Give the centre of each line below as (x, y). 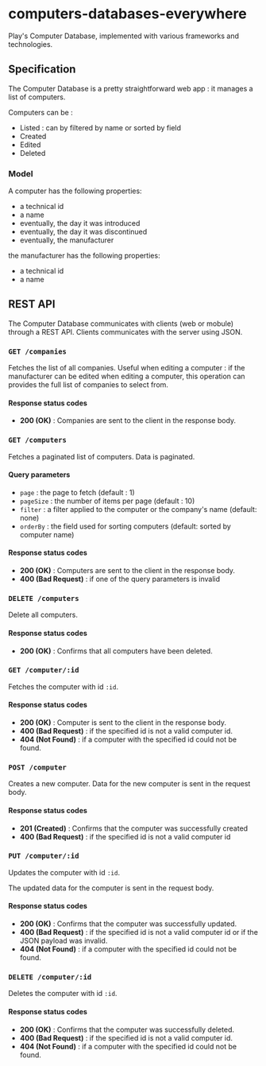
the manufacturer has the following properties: (84, 256)
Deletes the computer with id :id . (63, 994)
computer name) (47, 534)
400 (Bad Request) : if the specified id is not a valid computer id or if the (139, 932)
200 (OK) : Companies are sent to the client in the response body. (128, 421)
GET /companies (38, 351)
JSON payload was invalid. (64, 941)
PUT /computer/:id (44, 856)
